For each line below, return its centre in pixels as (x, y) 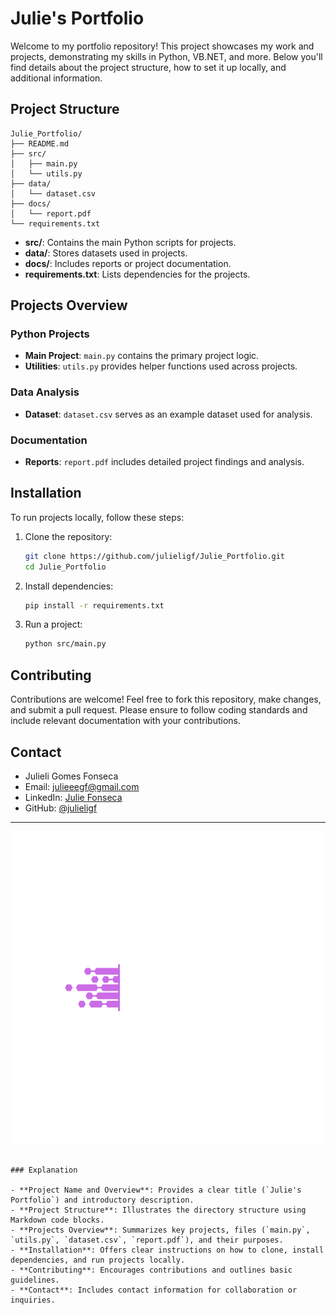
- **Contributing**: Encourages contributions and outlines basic (151, 1270)
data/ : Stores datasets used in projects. (106, 253)
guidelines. (35, 1280)
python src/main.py (65, 644)
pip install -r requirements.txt (94, 605)
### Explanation (44, 1170)
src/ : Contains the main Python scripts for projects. (130, 242)
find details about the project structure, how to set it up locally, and (148, 67)
